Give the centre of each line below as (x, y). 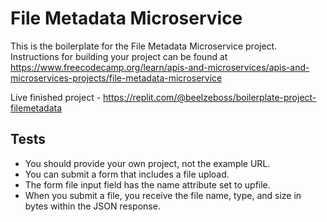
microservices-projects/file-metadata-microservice (116, 78)
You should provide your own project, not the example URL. (147, 163)
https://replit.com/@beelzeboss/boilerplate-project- (210, 97)
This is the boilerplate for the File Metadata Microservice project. (144, 46)
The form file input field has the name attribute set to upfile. (147, 184)
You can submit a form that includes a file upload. (127, 174)
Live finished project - (56, 97)
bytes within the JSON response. (92, 206)
